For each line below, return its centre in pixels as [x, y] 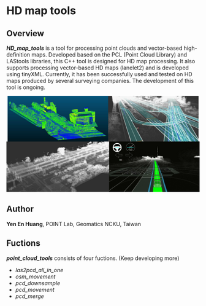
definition [18, 55]
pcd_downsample [38, 283]
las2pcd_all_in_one [39, 270]
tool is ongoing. [26, 87]
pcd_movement [35, 289]
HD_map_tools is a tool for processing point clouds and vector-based [94, 48]
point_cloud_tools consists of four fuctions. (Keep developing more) [93, 258]
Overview [25, 33]
